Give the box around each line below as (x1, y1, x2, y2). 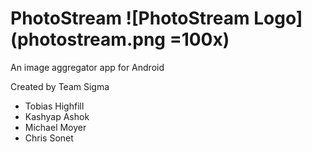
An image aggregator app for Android (10, 61, 165, 73)
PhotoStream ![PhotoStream (10, 7, 250, 30)
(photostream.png (10, 28, 167, 51)
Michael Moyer (24, 121, 87, 133)
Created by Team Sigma (10, 80, 110, 92)
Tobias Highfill (24, 100, 85, 112)
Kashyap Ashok (24, 110, 90, 122)
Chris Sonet (24, 132, 74, 144)
